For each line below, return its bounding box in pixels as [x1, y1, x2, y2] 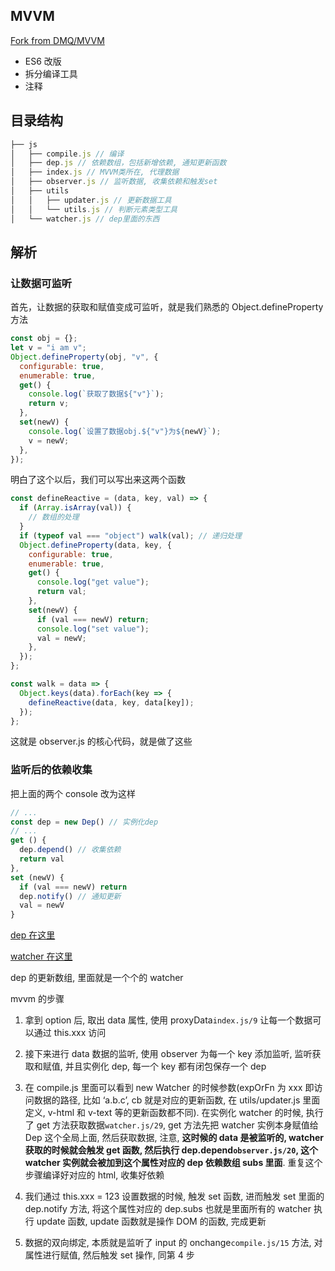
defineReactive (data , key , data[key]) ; [28, 697, 195, 708]
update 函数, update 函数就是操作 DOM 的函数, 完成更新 [36, 1215, 267, 1228]
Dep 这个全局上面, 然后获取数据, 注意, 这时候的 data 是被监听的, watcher [24, 1132, 324, 1144]
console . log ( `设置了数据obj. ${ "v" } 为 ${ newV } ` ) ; [28, 426, 222, 436]
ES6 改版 [24, 55, 62, 67]
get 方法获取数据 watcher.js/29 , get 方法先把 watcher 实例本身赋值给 [36, 1119, 319, 1131]
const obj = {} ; [10, 334, 78, 344]
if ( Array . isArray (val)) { [19, 503, 132, 513]
